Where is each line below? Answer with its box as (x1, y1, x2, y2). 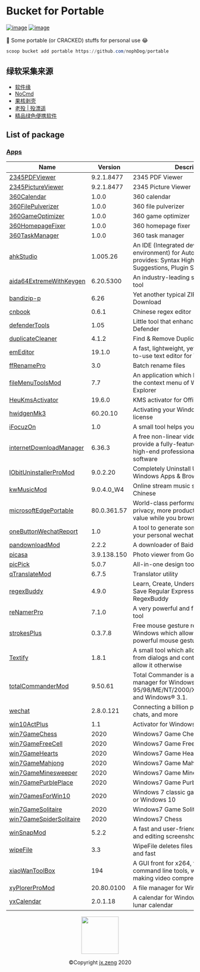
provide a (133, 440, 160, 448)
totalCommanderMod (9, 682, 69, 690)
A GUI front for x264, (133, 859, 192, 867)
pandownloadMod (9, 541, 61, 549)
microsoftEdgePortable (9, 506, 74, 515)
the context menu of (133, 378, 189, 387)
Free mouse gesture (133, 622, 189, 630)
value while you (133, 514, 177, 522)
